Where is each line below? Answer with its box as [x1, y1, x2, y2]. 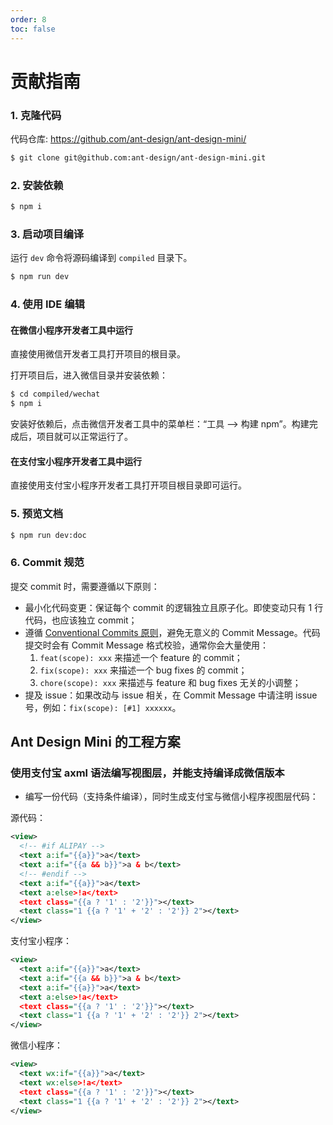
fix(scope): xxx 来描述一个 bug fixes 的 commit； [39, 664, 248, 676]
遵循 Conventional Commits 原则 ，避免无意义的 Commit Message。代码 [24, 626, 321, 638]
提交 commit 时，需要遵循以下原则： [10, 580, 160, 592]
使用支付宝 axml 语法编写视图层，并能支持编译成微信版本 [10, 766, 285, 780]
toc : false [10, 24, 56, 34]
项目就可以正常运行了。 [36, 431, 133, 443]
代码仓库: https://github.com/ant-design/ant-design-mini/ [10, 132, 247, 145]
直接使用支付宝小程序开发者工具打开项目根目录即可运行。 [10, 479, 247, 491]
